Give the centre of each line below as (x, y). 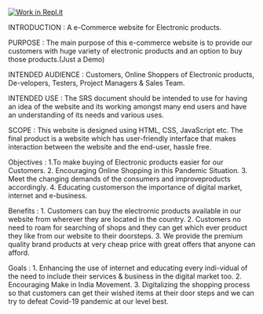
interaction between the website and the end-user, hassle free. (110, 147)
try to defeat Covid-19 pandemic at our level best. (88, 301)
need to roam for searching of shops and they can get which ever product (128, 227)
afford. (19, 253)
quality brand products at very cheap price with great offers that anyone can (132, 244)
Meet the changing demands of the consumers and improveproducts (119, 179)
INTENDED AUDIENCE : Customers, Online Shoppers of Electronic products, (131, 74)
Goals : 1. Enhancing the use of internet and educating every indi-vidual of (128, 268)
